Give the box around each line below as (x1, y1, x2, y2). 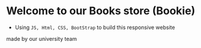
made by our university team (6, 35, 77, 42)
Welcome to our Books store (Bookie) (6, 4, 196, 18)
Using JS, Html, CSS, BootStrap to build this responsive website (14, 24, 175, 31)
